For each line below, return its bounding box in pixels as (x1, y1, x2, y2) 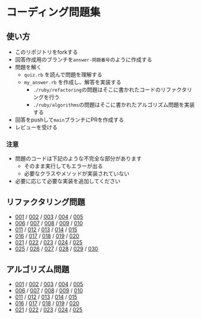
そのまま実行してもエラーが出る (23, 163, 104, 170)
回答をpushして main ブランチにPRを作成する (14, 116, 125, 123)
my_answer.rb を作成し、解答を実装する (23, 79, 122, 85)
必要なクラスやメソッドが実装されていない (23, 170, 129, 178)
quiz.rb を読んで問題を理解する (23, 71, 102, 78)
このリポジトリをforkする (14, 49, 78, 55)
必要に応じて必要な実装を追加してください (14, 178, 120, 185)
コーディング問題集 (6, 5, 101, 19)
